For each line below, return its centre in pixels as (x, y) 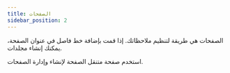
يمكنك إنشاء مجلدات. (35, 48)
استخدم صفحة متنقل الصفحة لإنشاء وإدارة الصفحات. (75, 61)
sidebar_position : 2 (38, 20)
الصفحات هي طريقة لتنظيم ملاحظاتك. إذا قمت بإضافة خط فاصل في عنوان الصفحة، (115, 40)
